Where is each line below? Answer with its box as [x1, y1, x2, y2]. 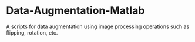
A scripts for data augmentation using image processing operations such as [6, 23, 190, 30]
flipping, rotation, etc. [6, 29, 58, 36]
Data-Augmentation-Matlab [6, 4, 145, 17]
